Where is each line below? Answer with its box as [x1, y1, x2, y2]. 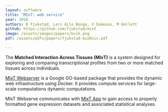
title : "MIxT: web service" [5, 12, 65, 17]
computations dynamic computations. [17, 86, 97, 92]
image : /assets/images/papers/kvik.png [5, 31, 90, 36]
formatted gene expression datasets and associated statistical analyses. [5, 101, 156, 107]
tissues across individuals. [5, 65, 60, 71]
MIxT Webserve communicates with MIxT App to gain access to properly [5, 95, 157, 102]
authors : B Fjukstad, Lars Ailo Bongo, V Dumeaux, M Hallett [5, 21, 138, 27]
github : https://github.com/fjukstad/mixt [5, 26, 96, 32]
